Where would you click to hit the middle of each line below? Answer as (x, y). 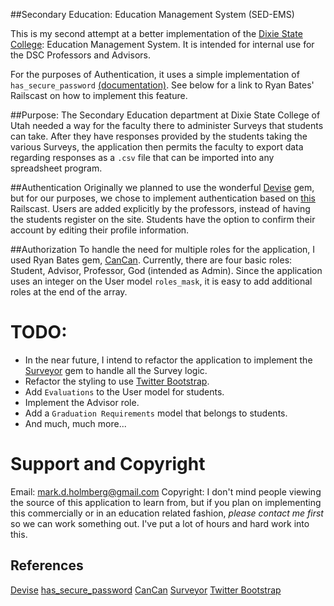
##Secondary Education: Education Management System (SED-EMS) (152, 14)
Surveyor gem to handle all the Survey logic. (116, 370)
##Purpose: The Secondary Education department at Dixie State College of (165, 115)
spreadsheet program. (56, 168)
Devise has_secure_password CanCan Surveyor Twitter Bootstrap (146, 590)
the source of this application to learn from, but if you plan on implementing (166, 502)
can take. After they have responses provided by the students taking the (159, 136)
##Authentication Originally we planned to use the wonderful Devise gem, (162, 187)
